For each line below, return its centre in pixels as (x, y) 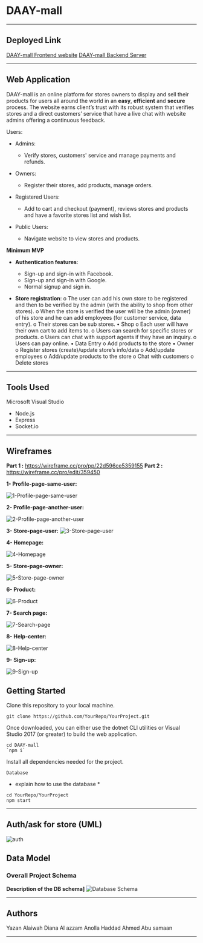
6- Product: (21, 590)
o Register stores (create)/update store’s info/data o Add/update (95, 349)
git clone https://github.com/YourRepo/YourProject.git (78, 716)
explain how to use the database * (58, 784)
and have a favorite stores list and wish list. (78, 215)
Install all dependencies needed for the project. (65, 762)
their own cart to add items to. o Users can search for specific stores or (104, 330)
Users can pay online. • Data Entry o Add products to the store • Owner (104, 343)
